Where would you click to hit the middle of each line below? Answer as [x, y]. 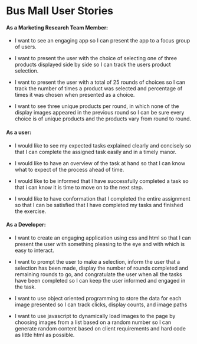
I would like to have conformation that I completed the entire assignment [102, 198]
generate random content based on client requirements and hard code [100, 328]
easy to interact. [34, 250]
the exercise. [30, 211]
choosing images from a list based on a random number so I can [93, 322]
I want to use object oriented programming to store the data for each [98, 298]
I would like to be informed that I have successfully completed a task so [101, 181]
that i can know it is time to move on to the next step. [79, 187]
